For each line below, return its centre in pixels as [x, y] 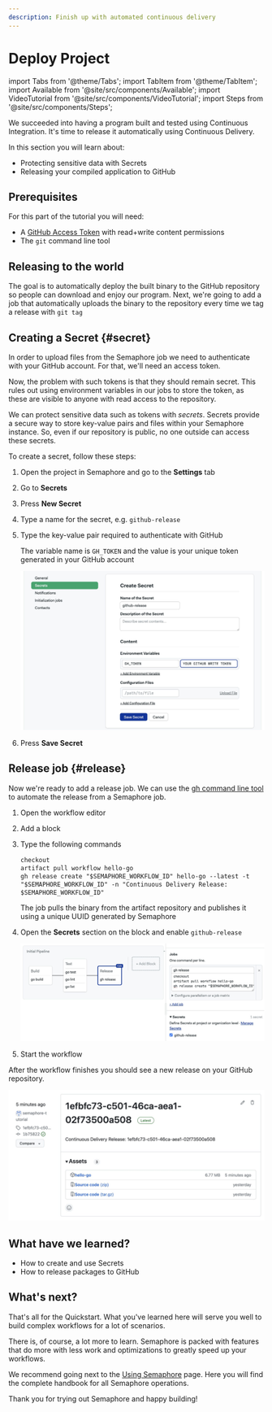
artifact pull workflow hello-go [77, 868]
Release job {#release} [67, 769]
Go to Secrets [43, 488]
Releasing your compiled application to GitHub [98, 172]
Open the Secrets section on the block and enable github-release [131, 932]
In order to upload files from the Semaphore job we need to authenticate [129, 357]
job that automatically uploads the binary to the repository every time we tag [136, 303]
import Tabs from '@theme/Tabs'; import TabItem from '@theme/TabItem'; [133, 81]
